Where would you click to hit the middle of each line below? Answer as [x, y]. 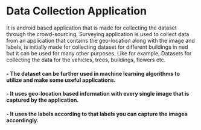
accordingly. [23, 120]
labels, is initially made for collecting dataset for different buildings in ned [97, 47]
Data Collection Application [76, 11]
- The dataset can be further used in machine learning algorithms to [93, 73]
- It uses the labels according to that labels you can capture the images [97, 114]
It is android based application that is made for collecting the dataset [91, 28]
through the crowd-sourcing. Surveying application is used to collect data [98, 34]
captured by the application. [43, 100]
